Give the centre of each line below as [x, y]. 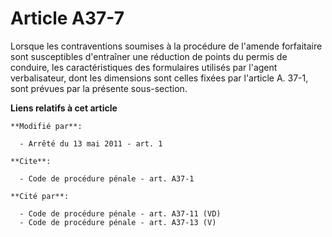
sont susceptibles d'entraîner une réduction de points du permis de [149, 56]
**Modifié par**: [46, 126]
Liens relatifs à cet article [64, 108]
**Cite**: [31, 161]
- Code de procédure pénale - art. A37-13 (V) [118, 222]
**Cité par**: [40, 196]
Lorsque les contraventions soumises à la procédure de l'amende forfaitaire [166, 46]
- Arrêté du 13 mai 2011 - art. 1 [91, 143]
